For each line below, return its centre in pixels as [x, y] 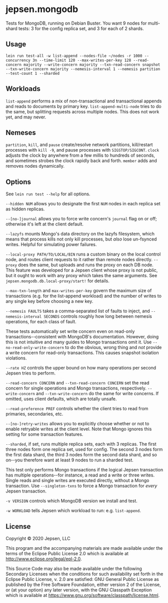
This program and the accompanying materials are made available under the [84, 548]
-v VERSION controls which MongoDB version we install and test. [72, 501]
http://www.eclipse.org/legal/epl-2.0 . [44, 559]
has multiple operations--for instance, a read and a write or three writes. [80, 475]
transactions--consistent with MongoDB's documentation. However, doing [82, 337]
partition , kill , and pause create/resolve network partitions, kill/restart [79, 145]
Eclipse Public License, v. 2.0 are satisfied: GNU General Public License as [82, 579]
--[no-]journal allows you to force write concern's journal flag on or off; [81, 219]
